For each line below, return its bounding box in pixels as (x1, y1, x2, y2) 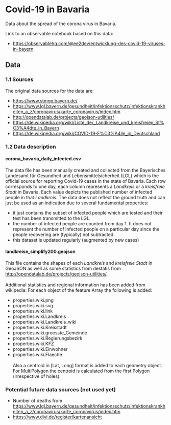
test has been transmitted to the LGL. (12, 215, 91, 221)
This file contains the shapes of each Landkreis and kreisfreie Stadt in (5, 260, 153, 266)
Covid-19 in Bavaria (5, 4, 90, 15)
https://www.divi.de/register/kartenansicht (12, 414, 102, 420)
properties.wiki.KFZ (12, 341, 55, 347)
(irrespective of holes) (12, 373, 60, 379)
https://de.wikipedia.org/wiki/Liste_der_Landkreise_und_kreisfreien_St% (12, 119, 164, 125)
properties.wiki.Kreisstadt (12, 324, 67, 330)
